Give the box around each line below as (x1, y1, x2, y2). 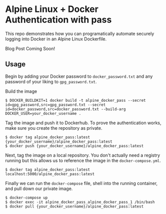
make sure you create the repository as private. (5, 125, 103, 131)
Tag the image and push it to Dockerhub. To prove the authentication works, (5, 120, 162, 126)
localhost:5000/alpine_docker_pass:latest (5, 171, 95, 177)
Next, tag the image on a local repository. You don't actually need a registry (5, 152, 161, 158)
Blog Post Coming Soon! (5, 45, 55, 51)
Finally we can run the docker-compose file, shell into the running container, (5, 180, 158, 186)
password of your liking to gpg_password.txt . (5, 78, 97, 84)
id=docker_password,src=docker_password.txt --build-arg (5, 106, 126, 112)
